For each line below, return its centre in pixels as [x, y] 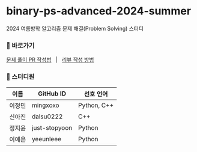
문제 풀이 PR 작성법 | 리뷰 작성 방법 [50, 60]
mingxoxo [46, 105]
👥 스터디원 [20, 77]
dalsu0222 [47, 117]
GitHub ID [52, 93]
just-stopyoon [52, 127]
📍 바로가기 [20, 45]
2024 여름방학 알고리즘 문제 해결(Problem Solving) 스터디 [75, 28]
